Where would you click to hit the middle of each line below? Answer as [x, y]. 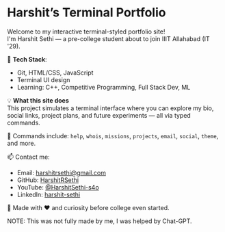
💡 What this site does [38, 100]
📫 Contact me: [28, 157]
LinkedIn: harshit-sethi [49, 194]
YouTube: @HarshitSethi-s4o [58, 187]
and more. [22, 143]
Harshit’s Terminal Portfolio [87, 13]
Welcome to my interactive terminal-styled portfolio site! [86, 31]
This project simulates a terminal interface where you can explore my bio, [110, 108]
